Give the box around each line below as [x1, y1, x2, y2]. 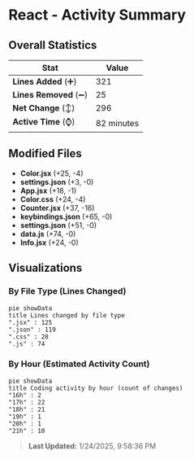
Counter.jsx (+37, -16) [19, 203, 95, 212]
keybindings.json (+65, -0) [19, 212, 113, 221]
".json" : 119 [8, 326, 57, 334]
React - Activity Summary [8, 6, 187, 24]
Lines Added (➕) [12, 76, 77, 87]
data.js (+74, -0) [19, 229, 76, 238]
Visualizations [8, 261, 83, 275]
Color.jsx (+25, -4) [19, 168, 84, 178]
